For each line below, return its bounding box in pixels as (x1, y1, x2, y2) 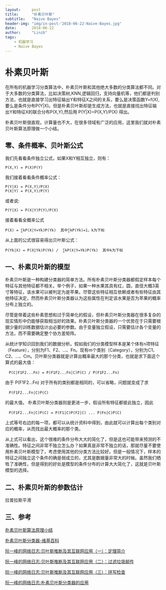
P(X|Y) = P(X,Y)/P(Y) (5, 189, 50, 194)
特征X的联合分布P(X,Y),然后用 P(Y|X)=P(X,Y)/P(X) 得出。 (16, 109, 132, 115)
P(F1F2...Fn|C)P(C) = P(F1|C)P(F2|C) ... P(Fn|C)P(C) (8, 411, 122, 416)
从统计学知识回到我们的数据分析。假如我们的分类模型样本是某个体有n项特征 (5, 341, 160, 347)
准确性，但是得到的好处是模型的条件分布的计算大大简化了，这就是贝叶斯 (13, 461, 161, 467)
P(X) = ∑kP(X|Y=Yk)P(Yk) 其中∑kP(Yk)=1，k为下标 (5, 228, 105, 233)
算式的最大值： (5, 359, 36, 366)
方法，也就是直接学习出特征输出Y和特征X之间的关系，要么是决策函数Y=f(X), (5, 96, 160, 102)
